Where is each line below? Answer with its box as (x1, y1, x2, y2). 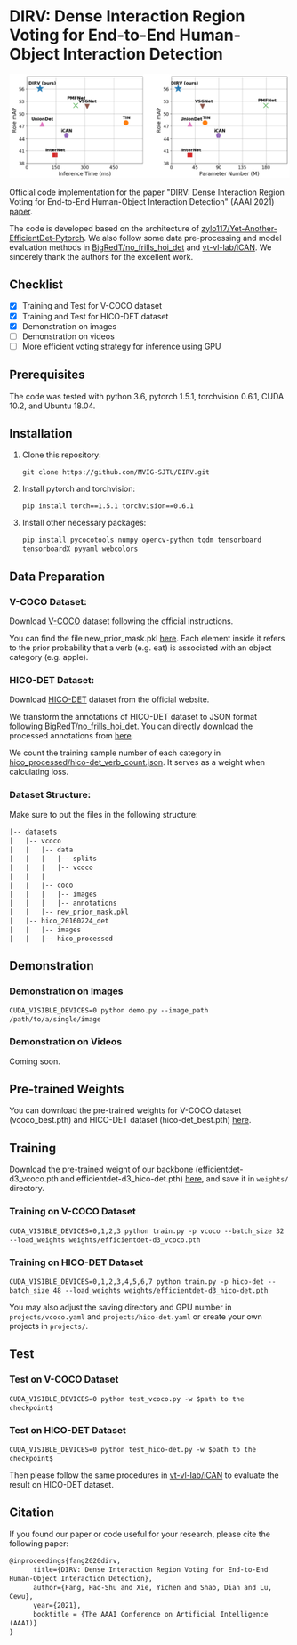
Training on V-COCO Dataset (9, 1206, 136, 1218)
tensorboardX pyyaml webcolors (21, 544, 139, 553)
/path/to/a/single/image (9, 1015, 101, 1024)
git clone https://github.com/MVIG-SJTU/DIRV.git (21, 468, 211, 477)
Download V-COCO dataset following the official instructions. (9, 616, 234, 626)
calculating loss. (9, 767, 69, 778)
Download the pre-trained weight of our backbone (9, 1164, 194, 1175)
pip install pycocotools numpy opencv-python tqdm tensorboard (21, 536, 262, 544)
